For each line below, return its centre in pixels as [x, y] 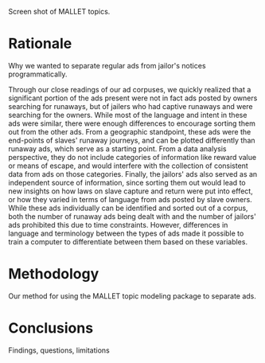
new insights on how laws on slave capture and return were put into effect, [131, 191]
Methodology [54, 274]
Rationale [40, 44]
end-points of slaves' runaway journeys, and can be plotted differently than [132, 140]
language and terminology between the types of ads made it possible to [126, 233]
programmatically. [38, 74]
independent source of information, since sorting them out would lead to [127, 182]
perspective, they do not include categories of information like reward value [132, 157]
